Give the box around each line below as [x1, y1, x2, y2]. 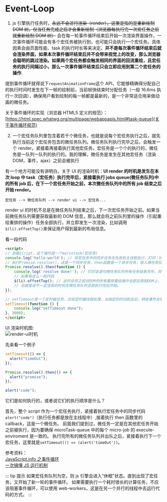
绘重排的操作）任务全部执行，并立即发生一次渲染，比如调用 [5, 219, 127, 225]
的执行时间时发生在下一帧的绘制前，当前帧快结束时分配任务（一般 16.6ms [5, 87, 156, 93]
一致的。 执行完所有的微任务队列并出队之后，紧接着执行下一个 [34, 433, 162, 439]
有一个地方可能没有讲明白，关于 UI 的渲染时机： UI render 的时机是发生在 [5, 168, 155, 174]
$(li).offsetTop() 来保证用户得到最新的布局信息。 [5, 225, 108, 231]
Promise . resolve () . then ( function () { [5, 265, 85, 270]
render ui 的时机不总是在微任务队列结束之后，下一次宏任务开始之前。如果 [5, 207, 156, 213]
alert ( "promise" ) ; [9, 374, 48, 380]
